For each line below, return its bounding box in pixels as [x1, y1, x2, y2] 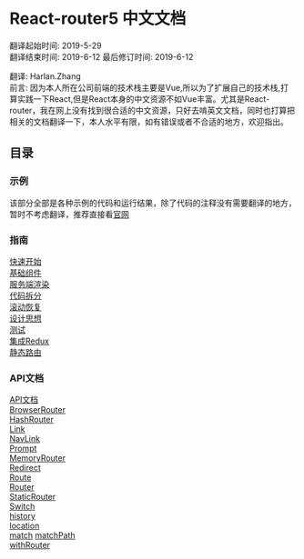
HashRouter [9, 414, 55, 425]
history [9, 511, 36, 522]
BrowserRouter [9, 404, 66, 415]
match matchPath [9, 530, 76, 541]
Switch [9, 501, 35, 512]
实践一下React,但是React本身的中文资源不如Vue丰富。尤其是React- [16, 93, 270, 105]
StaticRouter [9, 492, 56, 503]
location [9, 520, 40, 532]
